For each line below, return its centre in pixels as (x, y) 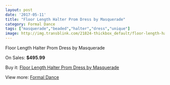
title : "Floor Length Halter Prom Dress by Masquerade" (65, 19)
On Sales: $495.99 (25, 58)
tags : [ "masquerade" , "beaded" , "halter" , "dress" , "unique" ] (68, 29)
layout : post (19, 10)
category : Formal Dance (30, 24)
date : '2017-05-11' (26, 15)
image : (12, 33)
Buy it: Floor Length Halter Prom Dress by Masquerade (62, 67)
